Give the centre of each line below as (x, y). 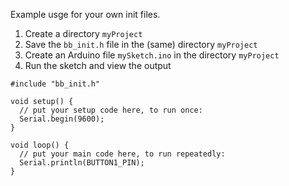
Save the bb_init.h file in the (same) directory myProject (141, 44)
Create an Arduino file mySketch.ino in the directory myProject (152, 55)
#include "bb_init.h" (55, 84)
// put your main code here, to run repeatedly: (122, 154)
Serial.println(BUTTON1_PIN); (82, 163)
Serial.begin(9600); (62, 119)
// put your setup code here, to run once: (111, 110)
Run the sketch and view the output (98, 65)
